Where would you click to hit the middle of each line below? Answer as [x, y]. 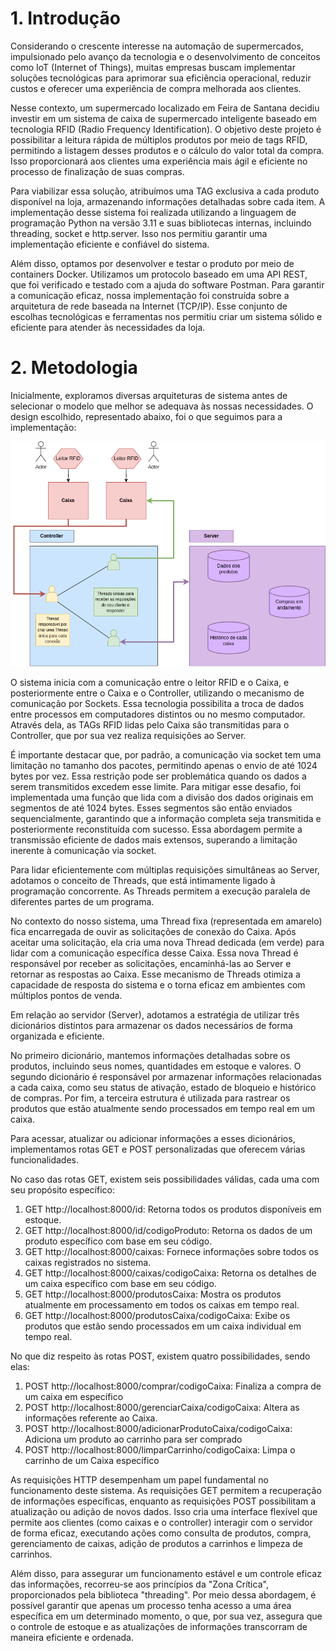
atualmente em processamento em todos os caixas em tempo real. [162, 1305]
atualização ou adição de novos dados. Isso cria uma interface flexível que [164, 1512]
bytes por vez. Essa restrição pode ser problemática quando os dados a [158, 776]
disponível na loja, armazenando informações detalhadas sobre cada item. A [168, 201]
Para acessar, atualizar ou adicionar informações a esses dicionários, [153, 1139]
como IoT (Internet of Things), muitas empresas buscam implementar [153, 67]
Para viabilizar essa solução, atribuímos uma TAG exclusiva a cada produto [165, 191]
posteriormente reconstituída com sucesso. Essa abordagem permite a [156, 829]
